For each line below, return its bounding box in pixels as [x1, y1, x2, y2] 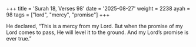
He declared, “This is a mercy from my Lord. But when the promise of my [6, 23, 184, 29]
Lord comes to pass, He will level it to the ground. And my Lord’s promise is [6, 29, 189, 36]
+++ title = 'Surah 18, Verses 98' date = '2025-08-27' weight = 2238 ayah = [6, 5, 191, 12]
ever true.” [6, 35, 32, 42]
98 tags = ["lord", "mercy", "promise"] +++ [6, 11, 110, 18]
